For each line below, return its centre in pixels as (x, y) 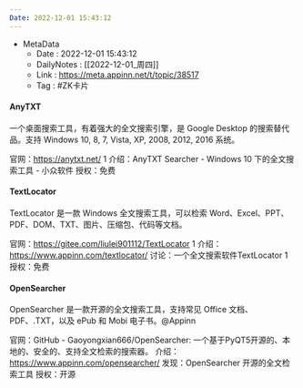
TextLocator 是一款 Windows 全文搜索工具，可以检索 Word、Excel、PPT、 (149, 213)
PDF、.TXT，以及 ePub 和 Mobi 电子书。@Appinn (103, 321)
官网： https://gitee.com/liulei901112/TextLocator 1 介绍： (116, 244)
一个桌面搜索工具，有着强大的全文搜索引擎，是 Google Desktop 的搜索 (141, 128)
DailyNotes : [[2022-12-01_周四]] (97, 64)
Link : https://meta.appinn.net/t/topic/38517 (117, 75)
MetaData (41, 44)
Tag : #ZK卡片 (62, 85)
